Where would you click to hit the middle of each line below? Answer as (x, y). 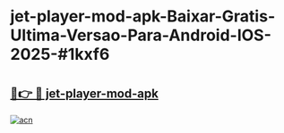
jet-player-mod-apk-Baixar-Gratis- (143, 17)
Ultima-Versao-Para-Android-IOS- (141, 35)
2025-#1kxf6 (60, 54)
